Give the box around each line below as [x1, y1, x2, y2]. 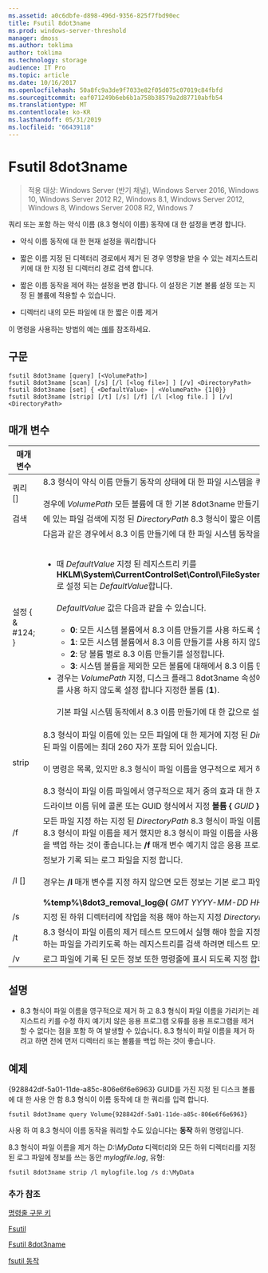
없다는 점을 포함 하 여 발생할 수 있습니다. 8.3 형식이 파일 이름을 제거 [37, 1026, 247, 1036]
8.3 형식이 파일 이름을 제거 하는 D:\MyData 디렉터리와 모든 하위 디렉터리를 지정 [8, 1142, 257, 1152]
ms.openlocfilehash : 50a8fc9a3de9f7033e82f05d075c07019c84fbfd [8, 86, 223, 94]
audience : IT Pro [8, 64, 66, 72]
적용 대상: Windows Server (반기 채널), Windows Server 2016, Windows [27, 185, 259, 194]
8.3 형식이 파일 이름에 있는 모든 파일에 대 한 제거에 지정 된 [42, 730, 249, 741]
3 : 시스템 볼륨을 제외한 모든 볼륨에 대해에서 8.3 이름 [69, 661, 254, 672]
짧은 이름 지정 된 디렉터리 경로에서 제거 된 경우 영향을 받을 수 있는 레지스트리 [19, 253, 258, 262]
